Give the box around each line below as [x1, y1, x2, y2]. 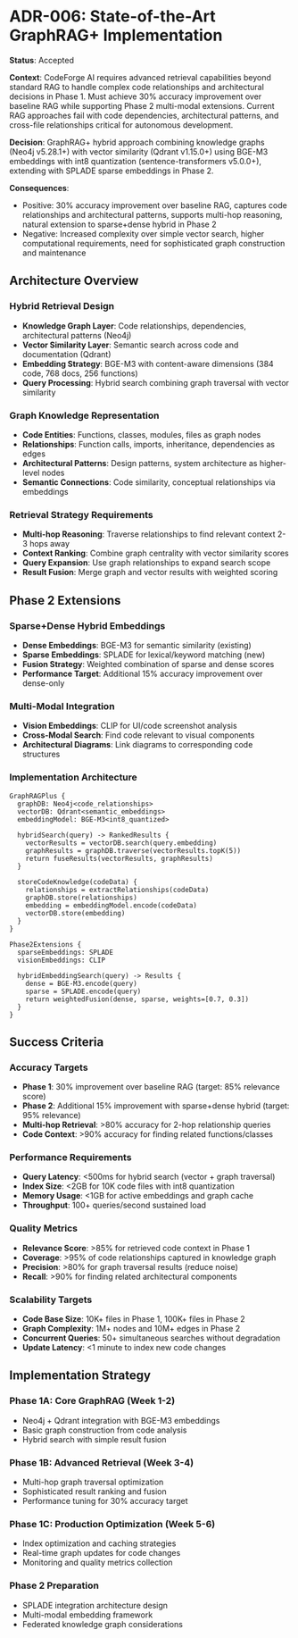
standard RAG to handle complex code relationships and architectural [9, 81, 265, 92]
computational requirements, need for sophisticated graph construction [21, 238, 286, 248]
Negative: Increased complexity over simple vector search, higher [21, 228, 265, 238]
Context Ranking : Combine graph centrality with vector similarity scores [21, 547, 289, 559]
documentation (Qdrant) [21, 348, 112, 359]
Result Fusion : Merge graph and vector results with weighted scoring [21, 567, 278, 578]
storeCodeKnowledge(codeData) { [17, 877, 138, 886]
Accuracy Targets [9, 1061, 88, 1074]
